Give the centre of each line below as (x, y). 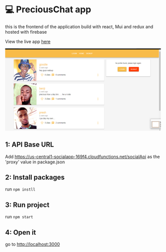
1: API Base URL (30, 145)
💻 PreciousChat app (48, 10)
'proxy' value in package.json (35, 162)
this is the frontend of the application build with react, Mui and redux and (79, 26)
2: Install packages (35, 177)
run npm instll (20, 189)
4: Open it (21, 232)
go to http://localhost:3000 (33, 244)
